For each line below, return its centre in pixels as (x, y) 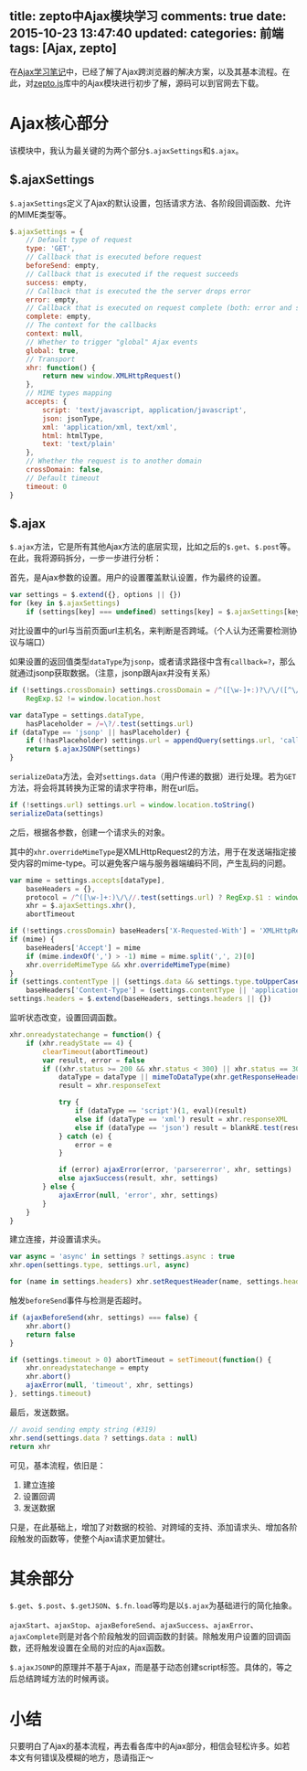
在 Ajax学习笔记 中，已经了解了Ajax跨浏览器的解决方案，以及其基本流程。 (146, 71)
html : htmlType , (73, 436)
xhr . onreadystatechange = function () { (85, 1035)
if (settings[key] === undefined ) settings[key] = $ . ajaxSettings (155, 612)
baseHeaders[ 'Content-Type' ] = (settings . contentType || (137, 990)
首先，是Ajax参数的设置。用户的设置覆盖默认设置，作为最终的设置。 (138, 578)
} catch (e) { (85, 1136)
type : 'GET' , (51, 249)
